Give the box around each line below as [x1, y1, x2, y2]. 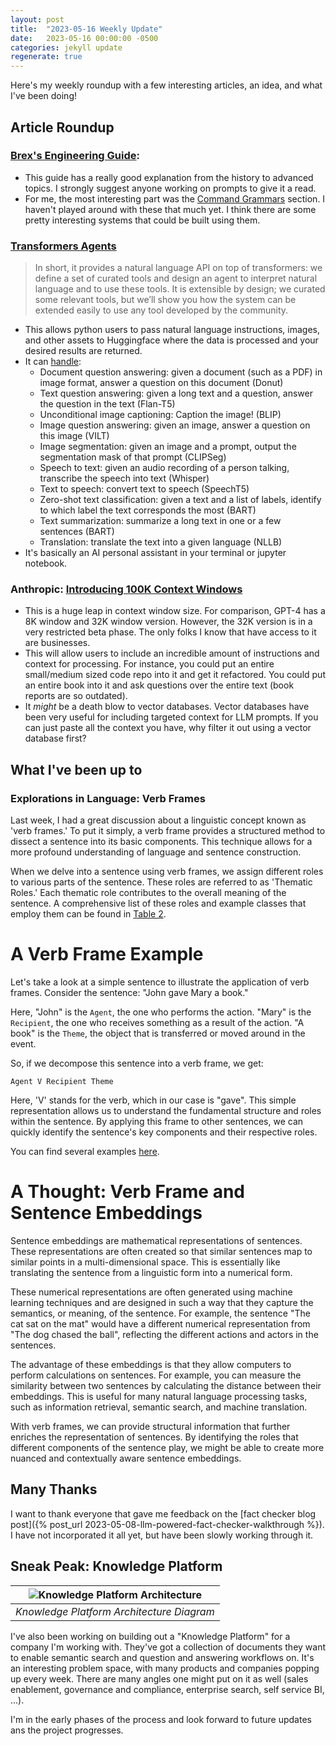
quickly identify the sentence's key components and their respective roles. [10, 1126, 318, 1138]
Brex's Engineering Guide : [10, 149, 140, 163]
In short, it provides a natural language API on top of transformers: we [34, 262, 323, 274]
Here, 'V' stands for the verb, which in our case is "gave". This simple [10, 1094, 297, 1106]
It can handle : [24, 356, 82, 368]
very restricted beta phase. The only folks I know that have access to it [24, 626, 317, 638]
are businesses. [24, 637, 91, 649]
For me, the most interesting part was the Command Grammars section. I [24, 192, 326, 205]
